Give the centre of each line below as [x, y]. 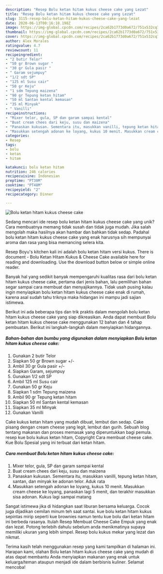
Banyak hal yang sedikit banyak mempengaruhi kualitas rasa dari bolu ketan [81, 277]
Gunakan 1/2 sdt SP [32, 376]
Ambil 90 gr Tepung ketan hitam [44, 397]
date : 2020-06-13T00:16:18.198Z [38, 23]
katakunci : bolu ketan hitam [35, 167]
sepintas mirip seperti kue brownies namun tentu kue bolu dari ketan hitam [80, 516]
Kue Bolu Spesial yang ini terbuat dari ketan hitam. [56, 443]
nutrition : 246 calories [30, 172]
